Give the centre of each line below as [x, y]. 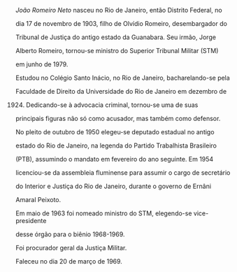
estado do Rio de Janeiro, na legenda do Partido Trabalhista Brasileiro [116, 145]
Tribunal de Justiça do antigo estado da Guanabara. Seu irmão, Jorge [116, 37]
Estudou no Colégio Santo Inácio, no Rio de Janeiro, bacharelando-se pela [123, 78]
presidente [31, 221]
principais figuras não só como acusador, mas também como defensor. [118, 119]
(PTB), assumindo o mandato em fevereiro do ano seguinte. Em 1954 [115, 159]
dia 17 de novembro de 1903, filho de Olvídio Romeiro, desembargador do [121, 23]
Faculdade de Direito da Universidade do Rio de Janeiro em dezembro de [121, 91]
